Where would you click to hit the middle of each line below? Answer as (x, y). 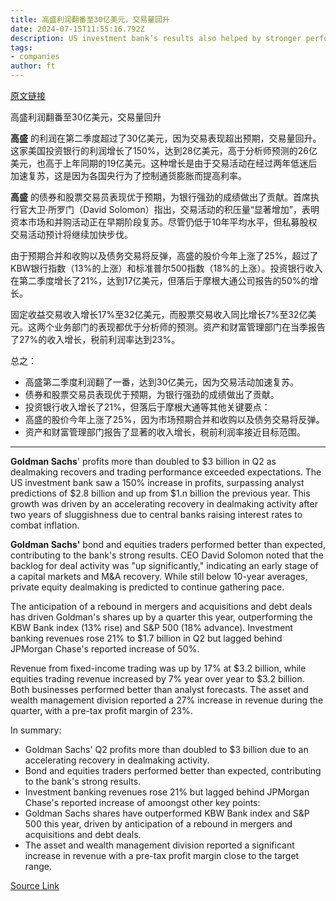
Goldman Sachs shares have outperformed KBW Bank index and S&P (167, 813)
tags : (21, 47)
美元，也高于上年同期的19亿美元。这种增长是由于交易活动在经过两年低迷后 (164, 163)
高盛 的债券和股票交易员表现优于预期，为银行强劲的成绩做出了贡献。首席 (160, 197)
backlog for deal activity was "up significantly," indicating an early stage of (164, 565)
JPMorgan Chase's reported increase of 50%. (105, 649)
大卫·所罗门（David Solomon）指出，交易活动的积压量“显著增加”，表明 (173, 209)
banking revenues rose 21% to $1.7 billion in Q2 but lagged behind (146, 638)
